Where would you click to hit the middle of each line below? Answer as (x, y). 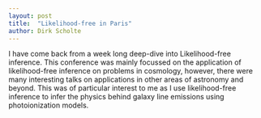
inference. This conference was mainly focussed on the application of (125, 62)
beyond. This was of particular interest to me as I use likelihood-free (122, 88)
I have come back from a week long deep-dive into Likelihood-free (120, 54)
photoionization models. (49, 105)
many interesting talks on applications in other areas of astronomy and (126, 80)
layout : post (30, 16)
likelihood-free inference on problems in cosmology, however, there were (131, 71)
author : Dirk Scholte (45, 31)
